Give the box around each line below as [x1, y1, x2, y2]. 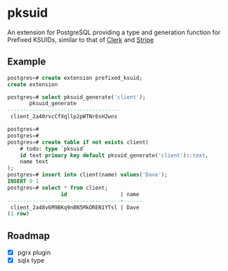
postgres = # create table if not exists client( [7, 139, 149, 146]
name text [20, 158, 49, 165]
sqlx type [17, 256, 45, 265]
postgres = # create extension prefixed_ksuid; [7, 74, 142, 81]
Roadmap [7, 230, 51, 242]
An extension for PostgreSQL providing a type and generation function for [7, 28, 221, 36]
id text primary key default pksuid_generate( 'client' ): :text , [20, 152, 209, 159]
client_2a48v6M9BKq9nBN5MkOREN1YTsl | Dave [10, 204, 140, 211]
